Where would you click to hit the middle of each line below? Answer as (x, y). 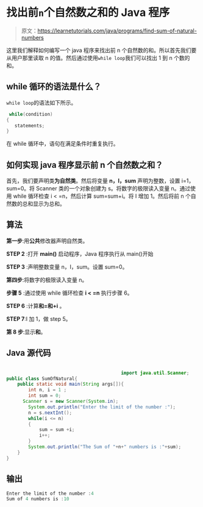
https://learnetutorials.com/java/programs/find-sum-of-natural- (117, 31)
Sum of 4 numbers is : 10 (38, 499)
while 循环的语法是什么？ (54, 87)
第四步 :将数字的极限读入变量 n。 (47, 280)
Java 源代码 (29, 353)
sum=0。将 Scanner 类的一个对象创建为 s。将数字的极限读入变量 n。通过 (98, 189)
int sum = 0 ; (45, 396)
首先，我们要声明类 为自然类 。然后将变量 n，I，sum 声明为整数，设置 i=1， (100, 181)
